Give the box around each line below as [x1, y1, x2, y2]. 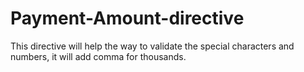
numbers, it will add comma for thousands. [10, 50, 187, 62]
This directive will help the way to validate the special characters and [10, 40, 295, 52]
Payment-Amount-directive [10, 7, 245, 30]
